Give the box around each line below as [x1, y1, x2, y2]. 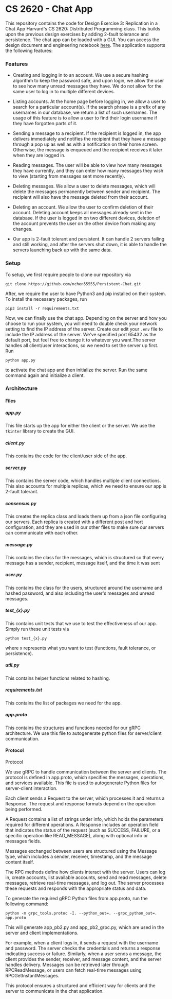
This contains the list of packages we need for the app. [5, 700, 122, 706]
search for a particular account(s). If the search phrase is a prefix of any [12, 104, 166, 110]
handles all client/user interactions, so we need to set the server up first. [5, 342, 159, 348]
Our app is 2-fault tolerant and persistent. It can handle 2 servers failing [12, 236, 165, 242]
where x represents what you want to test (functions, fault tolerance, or [5, 645, 156, 651]
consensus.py [5, 500, 37, 506]
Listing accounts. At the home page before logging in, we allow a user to [12, 98, 166, 105]
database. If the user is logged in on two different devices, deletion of [12, 215, 160, 221]
